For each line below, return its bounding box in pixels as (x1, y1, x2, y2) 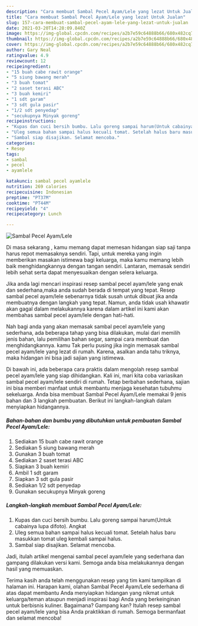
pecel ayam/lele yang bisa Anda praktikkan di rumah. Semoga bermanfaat (6, 608, 186, 615)
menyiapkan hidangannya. (6, 403, 70, 410)
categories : (6, 140, 35, 146)
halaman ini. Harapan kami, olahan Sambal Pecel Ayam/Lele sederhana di (6, 583, 184, 590)
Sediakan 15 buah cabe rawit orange (14, 438, 104, 445)
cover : (6, 42, 22, 48)
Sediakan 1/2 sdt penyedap (14, 482, 81, 489)
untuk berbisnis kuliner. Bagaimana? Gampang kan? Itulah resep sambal (6, 602, 181, 609)
